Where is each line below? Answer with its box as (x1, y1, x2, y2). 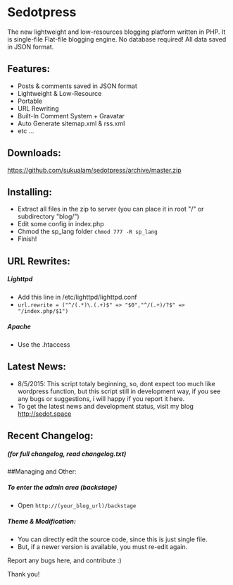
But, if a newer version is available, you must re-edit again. (17, 542, 188, 550)
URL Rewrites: (7, 255, 70, 267)
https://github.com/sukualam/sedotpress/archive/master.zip (7, 166, 182, 174)
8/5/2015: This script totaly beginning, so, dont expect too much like (17, 379, 216, 388)
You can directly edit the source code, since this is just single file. (17, 535, 208, 543)
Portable (17, 97, 43, 105)
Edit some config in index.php (17, 220, 104, 228)
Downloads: (7, 147, 61, 159)
